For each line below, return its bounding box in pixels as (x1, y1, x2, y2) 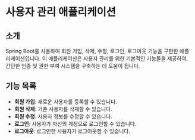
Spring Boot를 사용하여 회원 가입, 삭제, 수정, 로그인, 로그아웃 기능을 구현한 (5, 48, 179, 54)
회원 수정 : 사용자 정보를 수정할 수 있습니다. (14, 113, 112, 120)
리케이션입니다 (5, 55, 40, 62)
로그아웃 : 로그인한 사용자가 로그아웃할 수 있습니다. (14, 128, 130, 135)
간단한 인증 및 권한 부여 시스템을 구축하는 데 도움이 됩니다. (5, 63, 140, 69)
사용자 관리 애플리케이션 (5, 5, 117, 19)
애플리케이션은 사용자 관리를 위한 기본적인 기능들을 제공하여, (48, 55, 188, 62)
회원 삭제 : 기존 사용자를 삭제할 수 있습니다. (14, 105, 112, 112)
